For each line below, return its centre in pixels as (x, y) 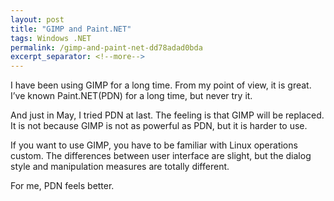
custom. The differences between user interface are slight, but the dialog (161, 156)
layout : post (37, 19)
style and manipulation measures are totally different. (120, 167)
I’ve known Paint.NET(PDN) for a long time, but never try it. (131, 96)
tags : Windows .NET (51, 38)
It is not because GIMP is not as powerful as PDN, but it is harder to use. (159, 126)
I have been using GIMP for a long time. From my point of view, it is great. (161, 85)
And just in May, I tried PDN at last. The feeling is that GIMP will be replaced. (167, 115)
